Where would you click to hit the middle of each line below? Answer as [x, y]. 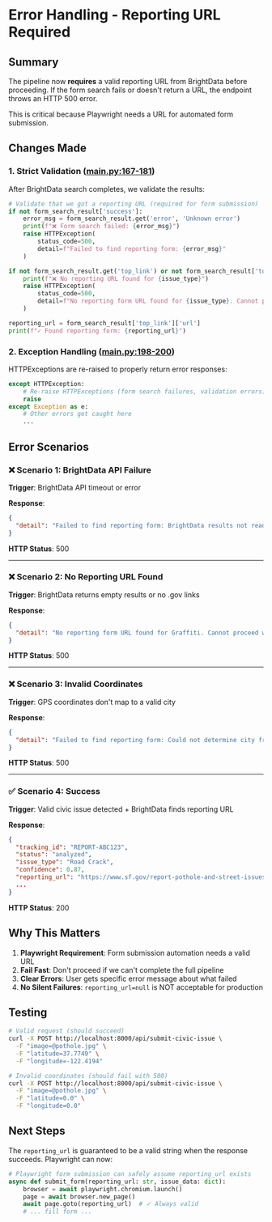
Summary [34, 62]
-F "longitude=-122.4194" [59, 1061]
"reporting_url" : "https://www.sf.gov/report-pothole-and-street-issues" [142, 877]
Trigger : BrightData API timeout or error [75, 487]
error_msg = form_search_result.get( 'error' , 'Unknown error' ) [132, 219]
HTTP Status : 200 [39, 907]
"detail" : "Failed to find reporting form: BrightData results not [132, 525]
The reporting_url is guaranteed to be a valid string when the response [128, 1150]
